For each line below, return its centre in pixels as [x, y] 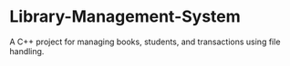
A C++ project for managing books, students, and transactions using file [145, 42]
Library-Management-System [125, 17]
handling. [27, 51]
